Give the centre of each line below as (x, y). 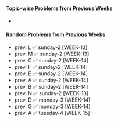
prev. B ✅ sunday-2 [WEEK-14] (51, 87)
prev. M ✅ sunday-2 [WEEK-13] (52, 54)
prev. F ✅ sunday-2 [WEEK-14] (51, 67)
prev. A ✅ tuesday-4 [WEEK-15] (52, 113)
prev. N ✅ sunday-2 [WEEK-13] (51, 93)
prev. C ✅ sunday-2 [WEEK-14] (51, 61)
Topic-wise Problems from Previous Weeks (59, 8)
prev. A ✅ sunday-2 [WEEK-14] (51, 80)
